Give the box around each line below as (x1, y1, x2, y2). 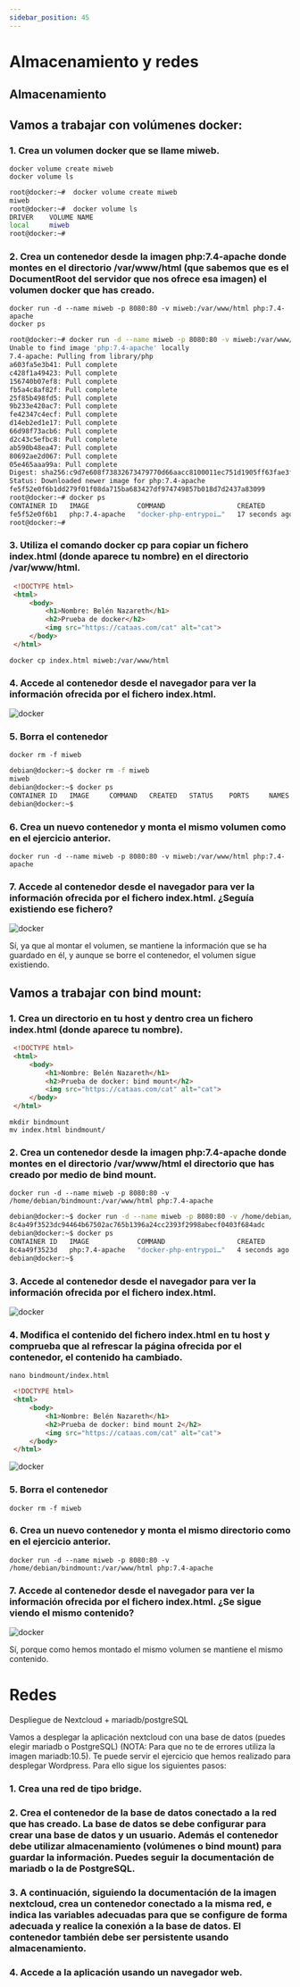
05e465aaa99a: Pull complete (9, 460, 118, 469)
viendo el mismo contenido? (9, 1607, 135, 1619)
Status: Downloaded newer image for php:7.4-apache (9, 477, 205, 486)
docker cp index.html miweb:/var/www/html (9, 655, 170, 665)
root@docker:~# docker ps (9, 493, 105, 503)
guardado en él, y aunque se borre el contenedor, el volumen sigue (9, 950, 256, 961)
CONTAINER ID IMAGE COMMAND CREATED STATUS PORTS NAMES (9, 791, 290, 800)
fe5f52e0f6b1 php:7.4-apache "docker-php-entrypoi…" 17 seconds (9, 510, 278, 519)
